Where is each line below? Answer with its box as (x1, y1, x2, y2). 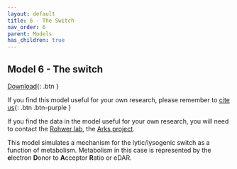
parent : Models (7, 30, 53, 38)
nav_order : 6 (7, 23, 46, 31)
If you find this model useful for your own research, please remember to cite (7, 95, 231, 104)
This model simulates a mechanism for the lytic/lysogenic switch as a (7, 138, 211, 146)
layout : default (7, 10, 55, 18)
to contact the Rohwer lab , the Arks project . (7, 124, 135, 133)
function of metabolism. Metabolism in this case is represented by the (7, 146, 211, 154)
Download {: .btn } (7, 82, 59, 90)
